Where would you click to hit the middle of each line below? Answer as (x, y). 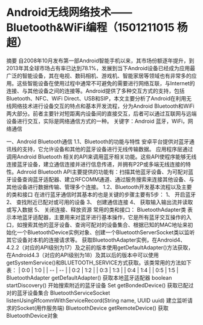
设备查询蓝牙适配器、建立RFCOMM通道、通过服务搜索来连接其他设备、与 (103, 179)
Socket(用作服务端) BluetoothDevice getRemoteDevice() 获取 (93, 308)
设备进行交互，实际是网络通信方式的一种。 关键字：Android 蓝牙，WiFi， (97, 121)
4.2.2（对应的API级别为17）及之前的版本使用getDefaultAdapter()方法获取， (100, 247)
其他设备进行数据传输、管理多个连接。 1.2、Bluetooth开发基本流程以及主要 (99, 187)
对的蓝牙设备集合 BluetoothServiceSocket (58, 293)
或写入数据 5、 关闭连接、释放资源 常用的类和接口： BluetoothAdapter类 (96, 209)
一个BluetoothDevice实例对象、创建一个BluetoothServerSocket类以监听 (106, 232)
